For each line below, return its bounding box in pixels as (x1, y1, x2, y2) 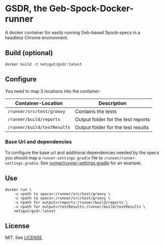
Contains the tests (75, 108, 117, 115)
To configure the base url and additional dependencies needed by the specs (5, 150, 159, 156)
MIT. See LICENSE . (5, 235, 44, 241)
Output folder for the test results (75, 124, 149, 131)
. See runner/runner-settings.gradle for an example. (38, 160, 142, 166)
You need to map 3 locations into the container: (5, 88, 101, 94)
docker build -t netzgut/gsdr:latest (5, 62, 82, 67)
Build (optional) (5, 49, 53, 57)
